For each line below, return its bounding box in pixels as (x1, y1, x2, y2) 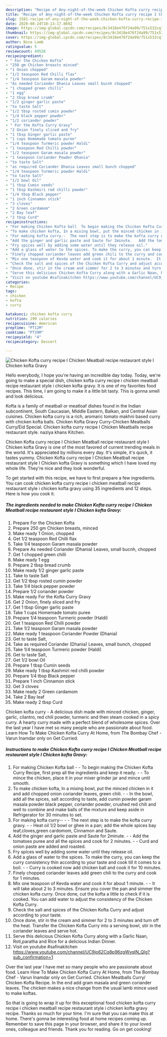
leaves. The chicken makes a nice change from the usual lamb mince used (5, 985, 158, 991)
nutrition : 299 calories (5, 316, 57, 321)
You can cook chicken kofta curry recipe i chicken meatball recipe (5, 480, 141, 486)
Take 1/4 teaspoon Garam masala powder (12, 541, 98, 547)
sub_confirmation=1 (12, 954, 54, 960)
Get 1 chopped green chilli (12, 552, 66, 557)
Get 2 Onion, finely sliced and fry (12, 599, 81, 605)
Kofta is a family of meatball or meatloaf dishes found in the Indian (5, 403, 141, 409)
